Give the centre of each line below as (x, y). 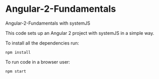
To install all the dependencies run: (42, 43)
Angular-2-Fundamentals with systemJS (48, 23)
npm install (18, 52)
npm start (16, 71)
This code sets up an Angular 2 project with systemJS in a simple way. (80, 33)
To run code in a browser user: (38, 62)
